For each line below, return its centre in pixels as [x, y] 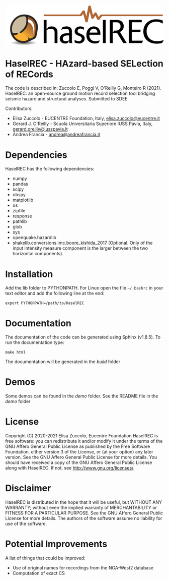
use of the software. [26, 524]
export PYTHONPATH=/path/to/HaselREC [45, 303]
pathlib [20, 221]
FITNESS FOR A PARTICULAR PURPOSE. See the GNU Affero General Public [84, 513]
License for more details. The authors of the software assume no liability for [84, 518]
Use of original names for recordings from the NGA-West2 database [83, 568]
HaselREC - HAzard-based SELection [84, 63]
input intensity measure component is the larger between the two [80, 248]
